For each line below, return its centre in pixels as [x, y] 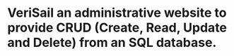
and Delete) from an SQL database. [112, 43]
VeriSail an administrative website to [117, 13]
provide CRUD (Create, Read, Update [117, 28]
